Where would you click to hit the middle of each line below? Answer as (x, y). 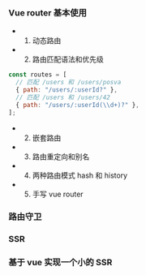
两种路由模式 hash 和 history (80, 175)
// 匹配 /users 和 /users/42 (63, 97)
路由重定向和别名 (61, 157)
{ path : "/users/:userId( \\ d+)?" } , (77, 105)
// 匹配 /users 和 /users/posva (69, 83)
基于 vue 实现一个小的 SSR (60, 263)
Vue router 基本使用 (48, 12)
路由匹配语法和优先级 (68, 59)
